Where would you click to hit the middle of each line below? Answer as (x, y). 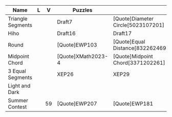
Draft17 (122, 33)
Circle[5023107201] (139, 25)
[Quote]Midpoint (133, 56)
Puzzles (82, 10)
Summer (18, 100)
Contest (17, 107)
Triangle (18, 19)
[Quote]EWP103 (77, 45)
